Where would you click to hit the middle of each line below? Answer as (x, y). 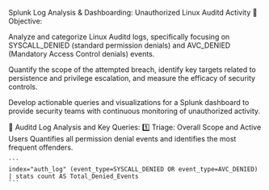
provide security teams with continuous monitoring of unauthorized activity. (134, 111)
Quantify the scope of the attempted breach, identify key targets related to (132, 70)
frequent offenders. (41, 147)
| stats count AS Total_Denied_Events (74, 176)
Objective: (25, 21)
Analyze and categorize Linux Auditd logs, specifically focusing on (119, 37)
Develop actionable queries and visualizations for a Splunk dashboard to (129, 102)
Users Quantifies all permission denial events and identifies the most (122, 139)
